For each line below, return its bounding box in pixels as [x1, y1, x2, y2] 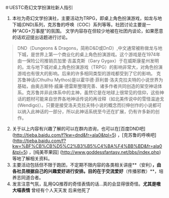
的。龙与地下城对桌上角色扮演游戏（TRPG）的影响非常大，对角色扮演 [17, 64, 163, 70]
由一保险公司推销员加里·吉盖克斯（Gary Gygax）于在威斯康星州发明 [17, 58, 159, 63]
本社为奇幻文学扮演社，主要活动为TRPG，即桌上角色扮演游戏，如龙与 [12, 15, 158, 21]
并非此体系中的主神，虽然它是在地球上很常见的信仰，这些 [39, 89, 160, 95]
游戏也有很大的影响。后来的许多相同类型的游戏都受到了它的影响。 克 [17, 71, 161, 76]
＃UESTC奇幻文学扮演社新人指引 [5, 5, 73, 10]
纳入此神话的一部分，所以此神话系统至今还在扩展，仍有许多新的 [21, 109, 155, 114]
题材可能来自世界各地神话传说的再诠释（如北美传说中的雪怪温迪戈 [26, 96, 164, 102]
